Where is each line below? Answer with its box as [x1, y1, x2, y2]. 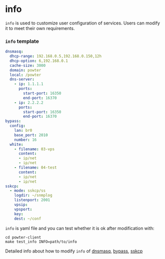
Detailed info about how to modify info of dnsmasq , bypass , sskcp [5, 248, 143, 254]
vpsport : [14, 207, 32, 212]
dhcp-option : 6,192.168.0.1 [9, 58, 68, 63]
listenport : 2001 [14, 198, 50, 203]
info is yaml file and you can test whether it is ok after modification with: [5, 225, 154, 231]
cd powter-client [5, 235, 41, 240]
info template [5, 37, 39, 44]
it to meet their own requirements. [5, 25, 75, 31]
